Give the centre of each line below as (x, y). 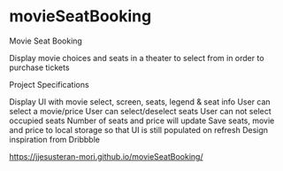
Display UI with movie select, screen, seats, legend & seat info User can (140, 101)
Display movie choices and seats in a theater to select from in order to (137, 58)
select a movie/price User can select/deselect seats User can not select (140, 111)
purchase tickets (39, 67)
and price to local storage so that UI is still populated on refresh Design (138, 129)
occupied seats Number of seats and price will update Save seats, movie (142, 120)
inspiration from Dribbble (54, 139)
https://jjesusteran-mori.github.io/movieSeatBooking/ (106, 156)
